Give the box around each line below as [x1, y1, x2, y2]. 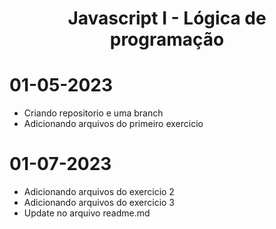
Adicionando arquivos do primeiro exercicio [23, 118, 204, 130]
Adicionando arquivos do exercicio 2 [23, 186, 175, 198]
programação [109, 28, 225, 51]
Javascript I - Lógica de [67, 7, 267, 30]
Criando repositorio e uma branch [23, 107, 164, 119]
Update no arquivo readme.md [23, 207, 151, 219]
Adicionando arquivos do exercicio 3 [23, 197, 176, 209]
